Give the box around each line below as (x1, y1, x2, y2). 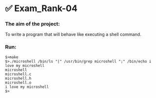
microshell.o (5, 80, 32, 85)
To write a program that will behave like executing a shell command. (5, 32, 141, 37)
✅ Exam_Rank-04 (5, 3, 78, 14)
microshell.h (5, 76, 32, 81)
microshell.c (5, 71, 32, 77)
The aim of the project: (5, 20, 60, 27)
